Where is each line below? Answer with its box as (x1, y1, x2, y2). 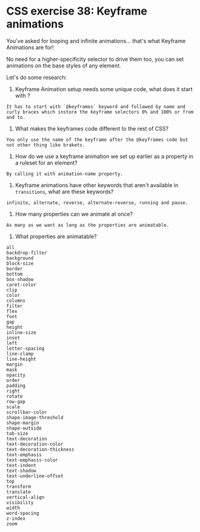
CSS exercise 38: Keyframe (6, 4, 147, 18)
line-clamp (6, 350, 34, 356)
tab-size (6, 430, 28, 437)
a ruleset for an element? (15, 159, 78, 166)
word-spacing (6, 510, 39, 516)
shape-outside (6, 425, 42, 431)
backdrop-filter (6, 250, 47, 256)
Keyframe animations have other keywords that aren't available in (15, 181, 179, 189)
